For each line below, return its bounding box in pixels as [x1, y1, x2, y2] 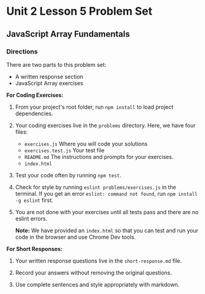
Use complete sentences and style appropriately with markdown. [15, 280, 180, 288]
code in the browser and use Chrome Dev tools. [15, 233, 136, 241]
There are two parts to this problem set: [6, 61, 106, 68]
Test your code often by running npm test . [15, 171, 121, 179]
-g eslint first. [15, 196, 54, 204]
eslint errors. [15, 215, 48, 222]
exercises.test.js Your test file [24, 146, 105, 154]
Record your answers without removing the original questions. [15, 269, 173, 276]
